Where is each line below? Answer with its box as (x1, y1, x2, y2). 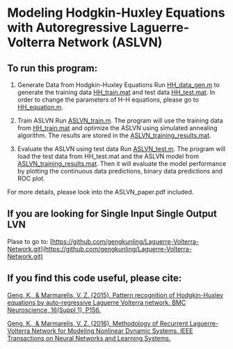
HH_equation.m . (17, 103, 64, 111)
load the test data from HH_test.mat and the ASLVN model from (17, 152, 200, 160)
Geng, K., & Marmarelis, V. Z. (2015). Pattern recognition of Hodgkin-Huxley (7, 290, 224, 299)
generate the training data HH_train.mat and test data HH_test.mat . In (17, 88, 216, 96)
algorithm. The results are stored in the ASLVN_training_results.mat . (17, 131, 211, 139)
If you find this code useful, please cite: (7, 272, 182, 284)
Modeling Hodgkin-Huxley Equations (7, 5, 225, 21)
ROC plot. (17, 174, 45, 183)
